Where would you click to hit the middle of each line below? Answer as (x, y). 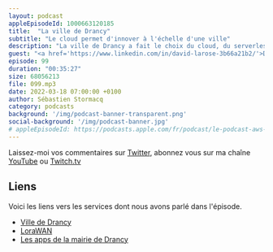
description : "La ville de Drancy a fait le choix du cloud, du (119, 46)
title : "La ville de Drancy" (60, 31)
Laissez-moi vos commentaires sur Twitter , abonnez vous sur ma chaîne (130, 152)
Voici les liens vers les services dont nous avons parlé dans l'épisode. (125, 206)
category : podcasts (41, 106)
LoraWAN (36, 230)
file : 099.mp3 (32, 84)
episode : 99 (28, 62)
